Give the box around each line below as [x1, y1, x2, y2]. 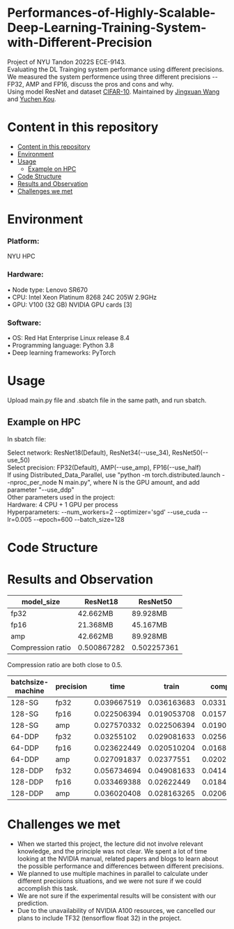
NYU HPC [7, 252, 36, 261]
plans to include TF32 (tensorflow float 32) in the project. [17, 914, 182, 922]
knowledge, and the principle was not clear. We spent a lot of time [17, 847, 208, 855]
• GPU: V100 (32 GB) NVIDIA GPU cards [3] [7, 300, 132, 309]
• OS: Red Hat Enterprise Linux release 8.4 [7, 333, 130, 342]
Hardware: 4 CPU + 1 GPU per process [7, 500, 118, 509]
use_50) [7, 455, 30, 464]
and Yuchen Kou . [7, 94, 57, 103]
